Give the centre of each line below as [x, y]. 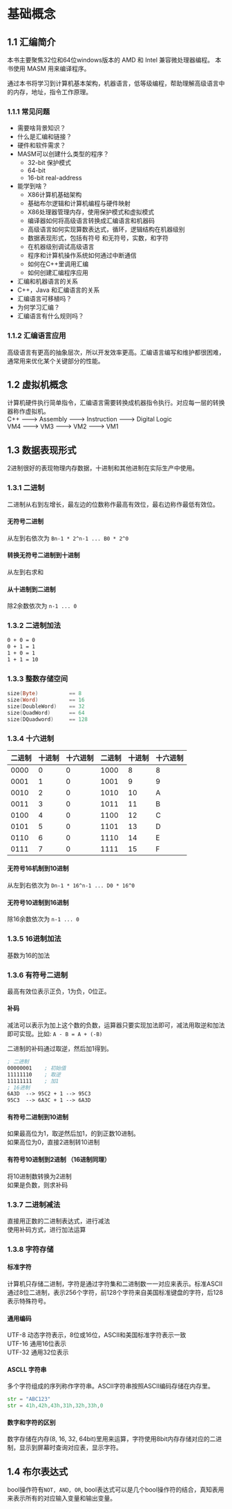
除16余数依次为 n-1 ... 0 [43, 919]
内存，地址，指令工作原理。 [52, 92]
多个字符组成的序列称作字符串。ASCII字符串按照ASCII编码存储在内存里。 [110, 1386]
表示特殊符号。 [28, 1301]
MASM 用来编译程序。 [58, 69]
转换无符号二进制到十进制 [43, 555]
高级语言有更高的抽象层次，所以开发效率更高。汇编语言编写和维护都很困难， [116, 352]
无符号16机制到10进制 [38, 869]
